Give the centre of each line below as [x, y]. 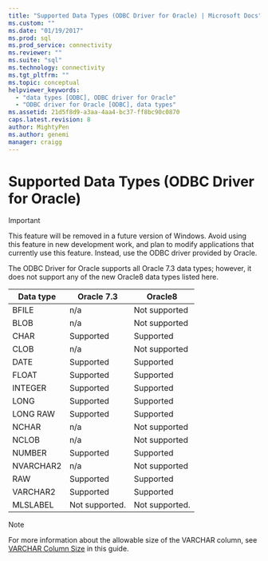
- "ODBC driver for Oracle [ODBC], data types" [96, 105]
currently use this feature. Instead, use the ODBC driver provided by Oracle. [133, 253]
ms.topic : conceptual [44, 82]
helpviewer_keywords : [44, 90]
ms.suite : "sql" [35, 61]
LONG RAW [34, 414]
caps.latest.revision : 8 [49, 120]
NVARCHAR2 [37, 466]
